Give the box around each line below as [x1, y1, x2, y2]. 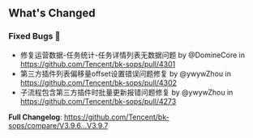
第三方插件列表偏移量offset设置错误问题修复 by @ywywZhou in [19, 69, 231, 78]
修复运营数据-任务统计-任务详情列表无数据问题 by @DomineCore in [19, 50, 246, 60]
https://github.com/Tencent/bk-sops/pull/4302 [19, 77, 177, 87]
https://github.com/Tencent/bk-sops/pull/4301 [19, 59, 176, 69]
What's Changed [8, 6, 96, 20]
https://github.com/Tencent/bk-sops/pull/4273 [19, 96, 177, 106]
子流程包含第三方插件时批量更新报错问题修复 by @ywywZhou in [19, 87, 234, 97]
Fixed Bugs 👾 [8, 31, 61, 42]
